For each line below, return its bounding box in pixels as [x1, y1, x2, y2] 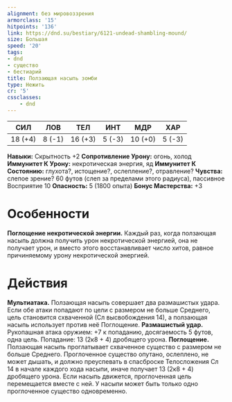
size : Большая [7, 36, 48, 43]
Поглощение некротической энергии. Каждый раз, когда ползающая [7, 228, 217, 237]
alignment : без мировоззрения [7, 10, 95, 17]
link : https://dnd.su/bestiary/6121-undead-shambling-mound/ [7, 29, 188, 37]
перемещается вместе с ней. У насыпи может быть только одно [7, 379, 199, 387]
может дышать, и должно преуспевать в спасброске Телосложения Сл [7, 357, 220, 365]
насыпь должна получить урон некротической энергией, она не [7, 236, 198, 244]
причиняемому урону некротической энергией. [7, 251, 150, 259]
